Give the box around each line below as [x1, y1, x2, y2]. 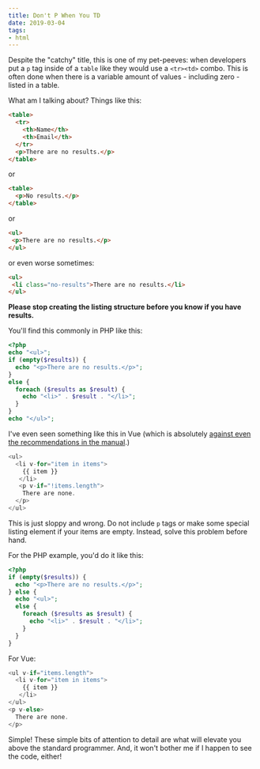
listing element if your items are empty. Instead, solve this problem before [8, 526, 248, 536]
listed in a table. [8, 81, 60, 90]
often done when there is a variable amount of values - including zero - [8, 72, 240, 81]
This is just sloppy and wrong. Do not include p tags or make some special [8, 518, 250, 528]
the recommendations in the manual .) [8, 437, 130, 447]
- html [8, 33, 30, 42]
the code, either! [8, 752, 62, 761]
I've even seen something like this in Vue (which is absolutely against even [8, 428, 251, 439]
